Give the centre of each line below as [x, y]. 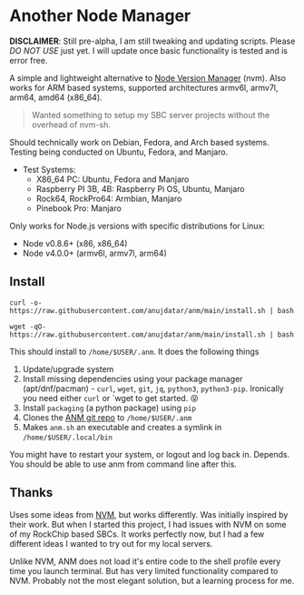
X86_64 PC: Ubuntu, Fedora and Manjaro [113, 179]
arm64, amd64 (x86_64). [56, 97]
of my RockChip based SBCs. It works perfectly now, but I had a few [137, 534]
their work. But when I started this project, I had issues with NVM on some [148, 524]
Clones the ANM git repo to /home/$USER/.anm [107, 417]
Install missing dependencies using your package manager [132, 378]
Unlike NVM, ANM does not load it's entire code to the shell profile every [145, 561]
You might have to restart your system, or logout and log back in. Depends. [150, 454]
